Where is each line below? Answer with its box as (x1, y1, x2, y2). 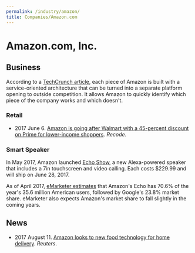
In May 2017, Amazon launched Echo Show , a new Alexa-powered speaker (6, 159, 186, 166)
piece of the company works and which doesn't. (6, 97, 123, 104)
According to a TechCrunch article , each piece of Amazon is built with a (6, 78, 180, 85)
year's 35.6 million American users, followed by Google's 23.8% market (6, 189, 179, 196)
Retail (6, 111, 23, 119)
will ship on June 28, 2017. (6, 171, 70, 179)
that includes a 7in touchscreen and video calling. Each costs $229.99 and (6, 165, 187, 172)
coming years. (6, 201, 41, 208)
